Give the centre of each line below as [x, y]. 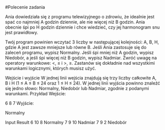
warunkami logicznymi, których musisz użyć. [50, 68]
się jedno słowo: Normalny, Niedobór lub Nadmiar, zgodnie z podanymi [77, 88]
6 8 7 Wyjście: [20, 103]
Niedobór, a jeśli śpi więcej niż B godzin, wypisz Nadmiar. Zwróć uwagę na [81, 58]
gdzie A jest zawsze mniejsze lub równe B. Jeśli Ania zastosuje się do [76, 47]
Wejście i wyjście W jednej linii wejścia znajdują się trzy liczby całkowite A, [81, 78]
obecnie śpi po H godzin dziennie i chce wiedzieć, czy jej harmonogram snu [82, 27]
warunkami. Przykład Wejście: [36, 94]
